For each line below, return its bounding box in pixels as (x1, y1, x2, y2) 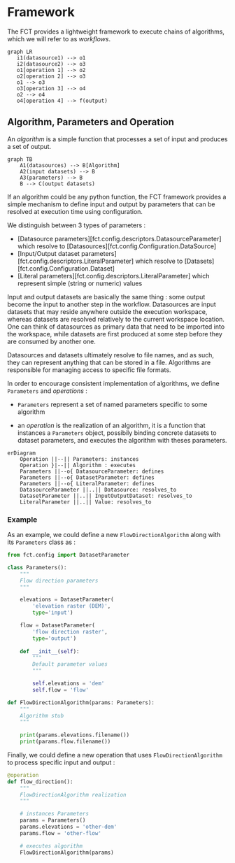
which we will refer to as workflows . (7, 34, 111, 43)
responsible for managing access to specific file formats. (7, 365, 171, 374)
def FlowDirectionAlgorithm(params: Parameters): (7, 699, 155, 706)
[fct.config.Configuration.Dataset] (17, 264, 115, 273)
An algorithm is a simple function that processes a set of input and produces (7, 134, 228, 143)
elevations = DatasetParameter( (20, 596, 114, 604)
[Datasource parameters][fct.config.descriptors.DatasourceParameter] (17, 234, 222, 243)
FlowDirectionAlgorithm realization (20, 791, 127, 798)
